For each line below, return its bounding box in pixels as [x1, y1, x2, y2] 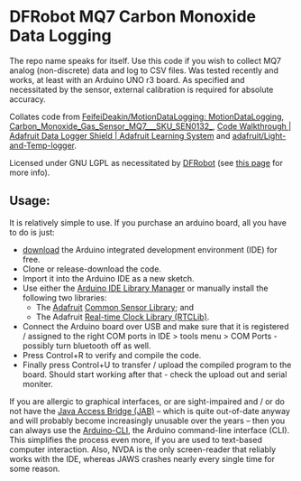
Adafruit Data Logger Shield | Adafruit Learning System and [9, 130, 231, 141]
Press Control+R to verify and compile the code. [22, 349, 202, 360]
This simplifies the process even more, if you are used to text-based [9, 434, 263, 445]
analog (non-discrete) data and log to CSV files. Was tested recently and [9, 65, 279, 76]
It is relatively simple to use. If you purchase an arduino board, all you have [9, 217, 287, 227]
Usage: [9, 193, 51, 208]
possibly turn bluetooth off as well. [22, 340, 151, 351]
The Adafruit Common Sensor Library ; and [35, 301, 195, 312]
